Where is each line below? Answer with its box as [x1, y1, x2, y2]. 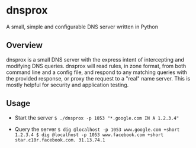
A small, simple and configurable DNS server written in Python [6, 23, 159, 30]
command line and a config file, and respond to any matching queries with [6, 69, 188, 76]
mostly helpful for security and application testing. [6, 81, 129, 88]
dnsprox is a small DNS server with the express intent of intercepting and [6, 56, 185, 63]
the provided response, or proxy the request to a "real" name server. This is [6, 75, 191, 82]
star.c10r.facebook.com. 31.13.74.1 [14, 137, 105, 143]
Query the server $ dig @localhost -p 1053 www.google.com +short [14, 126, 180, 133]
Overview [6, 40, 43, 50]
